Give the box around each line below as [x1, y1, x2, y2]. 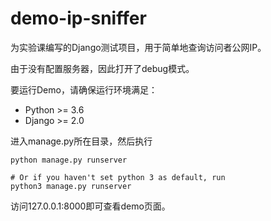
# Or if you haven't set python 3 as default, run [10, 172, 226, 182]
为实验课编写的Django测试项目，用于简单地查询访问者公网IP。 [10, 41, 267, 53]
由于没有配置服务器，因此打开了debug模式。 [10, 62, 195, 74]
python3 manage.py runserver [10, 181, 132, 191]
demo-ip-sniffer [10, 7, 147, 30]
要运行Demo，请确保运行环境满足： [10, 83, 158, 96]
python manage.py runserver [10, 155, 128, 165]
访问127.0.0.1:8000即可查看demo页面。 [10, 200, 171, 212]
